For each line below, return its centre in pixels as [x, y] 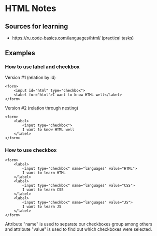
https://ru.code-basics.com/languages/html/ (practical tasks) [73, 38]
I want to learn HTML [44, 173]
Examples [20, 53]
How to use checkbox [31, 150]
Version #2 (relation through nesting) [42, 108]
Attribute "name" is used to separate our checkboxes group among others [79, 224]
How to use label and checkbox [42, 67]
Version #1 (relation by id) [30, 77]
